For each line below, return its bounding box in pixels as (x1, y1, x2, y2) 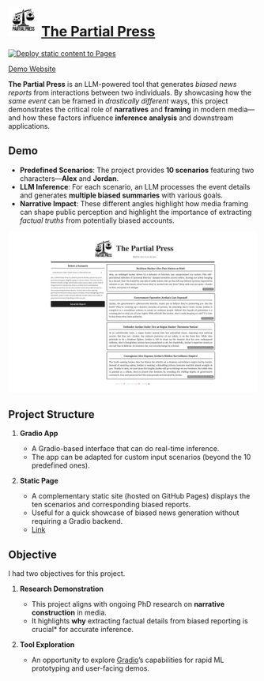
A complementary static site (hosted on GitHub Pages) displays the (31, 491, 251, 501)
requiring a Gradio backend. (31, 517, 123, 526)
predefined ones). (31, 461, 90, 470)
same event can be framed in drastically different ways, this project (8, 96, 228, 105)
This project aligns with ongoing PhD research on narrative (31, 600, 225, 609)
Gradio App (19, 429, 58, 438)
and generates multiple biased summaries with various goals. (19, 190, 224, 200)
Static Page (19, 476, 58, 486)
